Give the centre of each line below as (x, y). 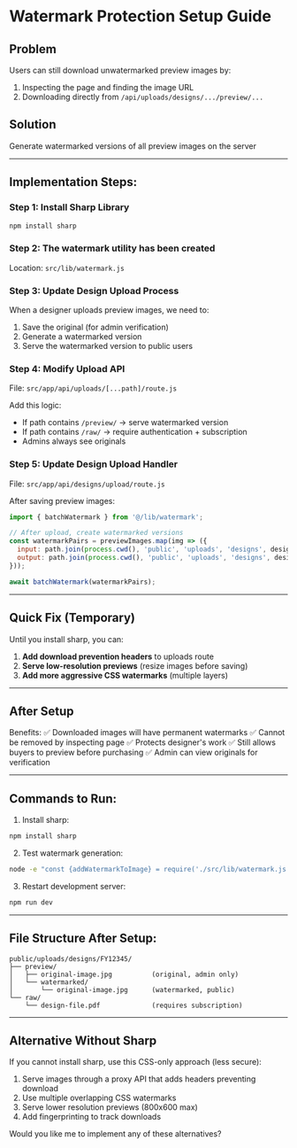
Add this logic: (35, 406)
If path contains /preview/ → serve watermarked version (125, 423)
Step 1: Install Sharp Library (69, 207)
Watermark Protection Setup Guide (141, 16)
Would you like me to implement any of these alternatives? (115, 1134)
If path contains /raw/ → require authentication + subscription (134, 432)
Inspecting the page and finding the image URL (108, 87)
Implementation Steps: (73, 182)
